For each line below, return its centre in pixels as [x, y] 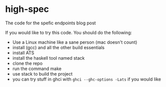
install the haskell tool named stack [48, 58]
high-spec [27, 9]
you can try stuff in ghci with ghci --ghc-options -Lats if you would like [87, 79]
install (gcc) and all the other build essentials [58, 47]
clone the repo [27, 63]
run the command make [37, 69]
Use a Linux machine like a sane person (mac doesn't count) [75, 42]
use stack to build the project [42, 74]
